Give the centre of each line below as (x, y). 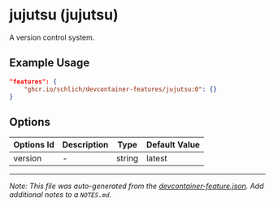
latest (157, 158)
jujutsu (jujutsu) (64, 15)
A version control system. (52, 37)
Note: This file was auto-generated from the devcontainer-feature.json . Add (137, 186)
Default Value (173, 145)
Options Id (34, 145)
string (127, 158)
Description (85, 145)
